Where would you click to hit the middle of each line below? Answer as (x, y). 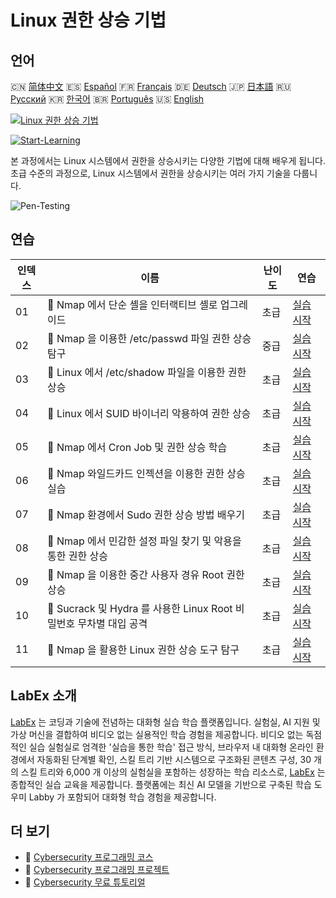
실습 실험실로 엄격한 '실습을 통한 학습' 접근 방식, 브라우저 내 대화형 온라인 (171, 747)
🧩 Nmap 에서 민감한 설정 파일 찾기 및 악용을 (144, 541)
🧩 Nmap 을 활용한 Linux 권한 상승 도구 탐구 (143, 649)
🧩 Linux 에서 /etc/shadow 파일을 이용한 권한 (147, 372)
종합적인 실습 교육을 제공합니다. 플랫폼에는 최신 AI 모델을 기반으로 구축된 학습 (161, 784)
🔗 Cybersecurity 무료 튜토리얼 (85, 882)
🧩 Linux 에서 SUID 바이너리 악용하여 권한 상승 (149, 413)
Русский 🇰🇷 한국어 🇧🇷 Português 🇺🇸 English (107, 99)
